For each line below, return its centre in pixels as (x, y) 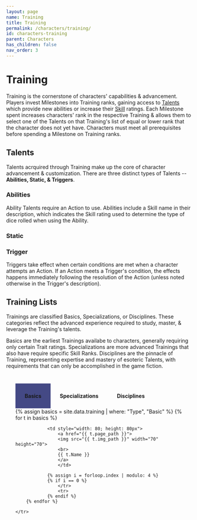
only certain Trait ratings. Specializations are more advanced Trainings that (98, 347)
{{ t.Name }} (74, 455)
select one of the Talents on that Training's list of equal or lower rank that (95, 121)
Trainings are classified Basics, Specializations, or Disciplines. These (90, 316)
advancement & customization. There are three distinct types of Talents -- (96, 173)
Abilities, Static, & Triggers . (41, 179)
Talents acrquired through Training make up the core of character (86, 167)
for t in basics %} (36, 418)
